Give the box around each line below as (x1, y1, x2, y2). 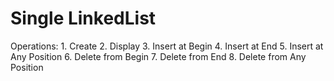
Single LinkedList (10, 7, 157, 30)
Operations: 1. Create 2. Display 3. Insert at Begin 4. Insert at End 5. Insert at (10, 40, 324, 52)
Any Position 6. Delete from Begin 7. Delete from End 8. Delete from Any (10, 50, 307, 62)
